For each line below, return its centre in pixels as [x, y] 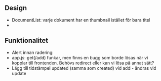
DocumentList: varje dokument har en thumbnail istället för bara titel [81, 20]
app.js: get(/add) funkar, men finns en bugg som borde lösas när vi [80, 57]
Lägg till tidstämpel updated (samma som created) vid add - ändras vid [84, 68]
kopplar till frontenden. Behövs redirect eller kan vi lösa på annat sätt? [83, 63]
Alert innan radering [32, 52]
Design [16, 8]
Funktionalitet [26, 40]
